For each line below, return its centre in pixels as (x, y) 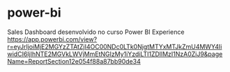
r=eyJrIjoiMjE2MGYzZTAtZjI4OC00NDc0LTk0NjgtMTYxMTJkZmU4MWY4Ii (115, 46)
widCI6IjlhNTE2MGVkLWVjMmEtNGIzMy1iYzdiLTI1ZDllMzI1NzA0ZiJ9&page (115, 54)
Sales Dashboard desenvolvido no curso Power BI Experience (96, 32)
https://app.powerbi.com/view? (52, 39)
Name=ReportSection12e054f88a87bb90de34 (74, 61)
